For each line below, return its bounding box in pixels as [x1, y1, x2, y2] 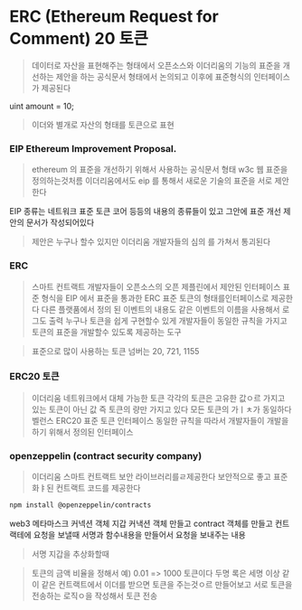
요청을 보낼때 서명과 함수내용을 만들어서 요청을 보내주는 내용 [33, 530, 246, 540]
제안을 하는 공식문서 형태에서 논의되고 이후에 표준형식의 [55, 70, 251, 82]
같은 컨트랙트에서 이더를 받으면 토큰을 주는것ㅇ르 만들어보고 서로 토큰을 [41, 579, 293, 589]
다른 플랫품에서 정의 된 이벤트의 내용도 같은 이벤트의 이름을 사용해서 [41, 304, 280, 314]
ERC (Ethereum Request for [9, 6, 219, 27]
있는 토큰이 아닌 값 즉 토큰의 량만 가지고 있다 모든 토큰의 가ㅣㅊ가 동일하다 [31, 404, 292, 415]
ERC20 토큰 [9, 371, 61, 383]
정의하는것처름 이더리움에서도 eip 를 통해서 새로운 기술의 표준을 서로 [31, 175, 273, 186]
